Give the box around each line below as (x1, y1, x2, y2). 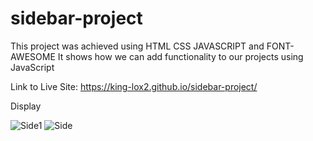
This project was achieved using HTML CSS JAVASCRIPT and (10, 40, 265, 52)
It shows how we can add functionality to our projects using (57, 50, 304, 62)
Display (10, 100, 42, 112)
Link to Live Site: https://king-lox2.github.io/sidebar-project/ (10, 80, 258, 92)
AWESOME (10, 50, 56, 62)
